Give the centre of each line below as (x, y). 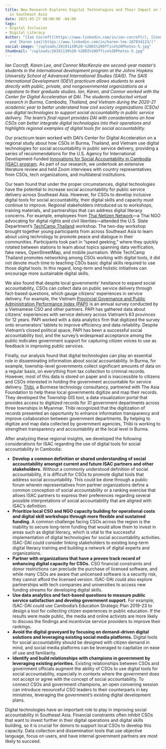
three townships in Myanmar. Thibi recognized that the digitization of (75, 408)
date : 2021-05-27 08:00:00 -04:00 (41, 19)
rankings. (22, 626)
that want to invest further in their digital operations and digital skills (74, 720)
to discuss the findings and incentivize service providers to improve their (86, 621)
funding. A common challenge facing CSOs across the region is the (81, 521)
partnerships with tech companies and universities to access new (79, 584)
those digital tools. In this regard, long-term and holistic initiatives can (76, 268)
